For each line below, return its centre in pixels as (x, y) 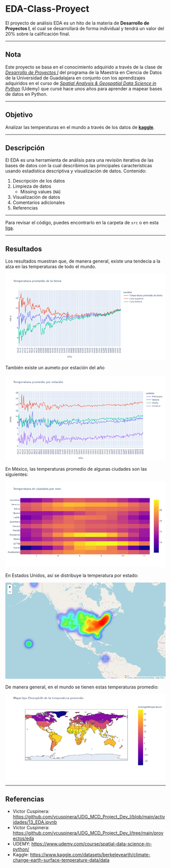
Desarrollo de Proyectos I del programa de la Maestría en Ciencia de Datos (83, 72)
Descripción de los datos (39, 181)
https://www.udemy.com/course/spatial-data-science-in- (92, 844)
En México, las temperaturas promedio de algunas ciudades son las (76, 469)
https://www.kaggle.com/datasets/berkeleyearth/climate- (90, 855)
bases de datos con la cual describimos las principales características (79, 166)
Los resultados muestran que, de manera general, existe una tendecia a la (83, 261)
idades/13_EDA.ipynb (35, 822)
